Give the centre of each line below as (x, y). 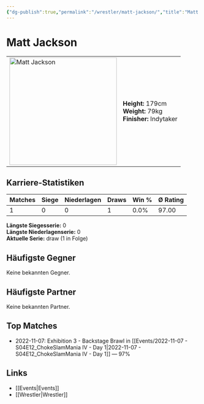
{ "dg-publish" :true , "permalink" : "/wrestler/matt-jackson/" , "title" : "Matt (103, 12)
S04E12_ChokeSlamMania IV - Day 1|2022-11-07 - (78, 347)
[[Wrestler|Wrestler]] (41, 394)
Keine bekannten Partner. (38, 307)
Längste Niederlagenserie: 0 (43, 232)
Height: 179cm (145, 103)
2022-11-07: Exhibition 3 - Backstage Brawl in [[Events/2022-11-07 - (101, 341)
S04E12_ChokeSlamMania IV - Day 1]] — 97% (73, 354)
